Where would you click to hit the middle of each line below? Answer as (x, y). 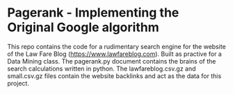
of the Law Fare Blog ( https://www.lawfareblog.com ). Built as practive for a (115, 54)
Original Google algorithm (83, 27)
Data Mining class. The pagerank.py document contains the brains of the (112, 61)
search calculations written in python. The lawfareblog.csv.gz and (102, 68)
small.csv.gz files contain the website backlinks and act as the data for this (114, 76)
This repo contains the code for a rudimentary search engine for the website (116, 46)
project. (18, 83)
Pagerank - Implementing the (93, 13)
